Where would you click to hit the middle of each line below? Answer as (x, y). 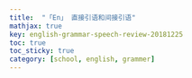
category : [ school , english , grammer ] (82, 59)
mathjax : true (36, 26)
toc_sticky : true (42, 51)
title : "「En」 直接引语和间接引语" (73, 17)
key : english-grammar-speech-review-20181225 (96, 34)
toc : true (28, 43)
